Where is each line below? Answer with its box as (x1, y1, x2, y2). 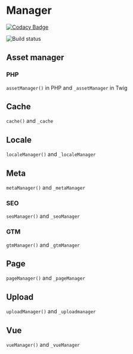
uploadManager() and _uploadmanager (6, 308, 97, 315)
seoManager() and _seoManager (6, 212, 81, 220)
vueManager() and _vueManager (6, 341, 81, 349)
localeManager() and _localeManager (6, 151, 97, 158)
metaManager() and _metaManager (6, 184, 85, 191)
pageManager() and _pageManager (6, 274, 85, 282)
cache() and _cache (6, 118, 54, 125)
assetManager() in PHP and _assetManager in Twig (6, 84, 128, 91)
